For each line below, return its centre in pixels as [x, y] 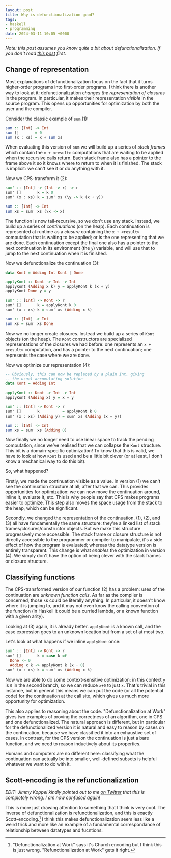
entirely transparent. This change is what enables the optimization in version [85, 550]
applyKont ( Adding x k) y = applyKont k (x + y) [58, 286]
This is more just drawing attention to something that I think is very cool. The [85, 808]
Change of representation [47, 69]
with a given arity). [25, 616]
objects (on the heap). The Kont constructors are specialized [69, 339]
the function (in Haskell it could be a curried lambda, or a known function [82, 611]
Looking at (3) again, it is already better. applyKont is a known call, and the [83, 627]
